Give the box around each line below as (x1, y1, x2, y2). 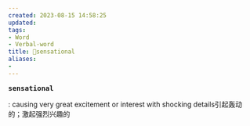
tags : (8, 26, 26, 34)
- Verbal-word (8, 41, 55, 49)
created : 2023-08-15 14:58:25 (8, 11, 107, 20)
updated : (8, 19, 37, 27)
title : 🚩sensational (8, 48, 76, 56)
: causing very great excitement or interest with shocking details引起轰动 (8, 99, 243, 109)
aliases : (8, 56, 37, 63)
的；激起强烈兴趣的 (8, 109, 71, 118)
